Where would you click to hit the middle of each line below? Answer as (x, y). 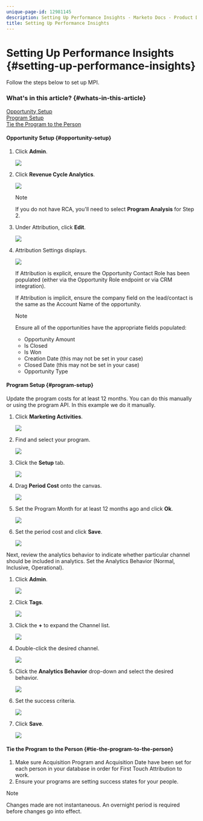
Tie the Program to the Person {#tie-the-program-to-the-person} (90, 749)
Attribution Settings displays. (51, 250)
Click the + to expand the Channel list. (63, 625)
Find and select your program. (53, 440)
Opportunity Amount (50, 339)
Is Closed (36, 345)
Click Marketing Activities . (49, 417)
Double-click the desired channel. (57, 648)
